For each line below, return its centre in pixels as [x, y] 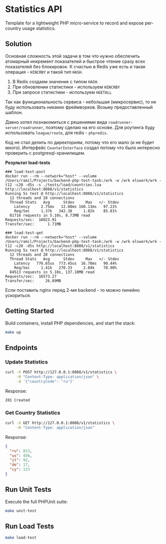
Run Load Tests [30, 526]
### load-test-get [24, 233]
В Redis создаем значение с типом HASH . [55, 81]
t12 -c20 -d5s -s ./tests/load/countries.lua [53, 185]
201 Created [17, 400]
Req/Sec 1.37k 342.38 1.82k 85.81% [66, 211]
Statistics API [34, 9]
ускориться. [18, 295]
